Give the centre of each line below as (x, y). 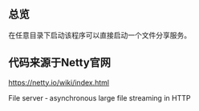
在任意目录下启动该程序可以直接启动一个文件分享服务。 (99, 35)
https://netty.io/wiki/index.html (59, 82)
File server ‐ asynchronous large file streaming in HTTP (99, 97)
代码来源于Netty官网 (59, 63)
